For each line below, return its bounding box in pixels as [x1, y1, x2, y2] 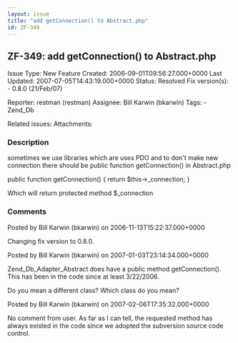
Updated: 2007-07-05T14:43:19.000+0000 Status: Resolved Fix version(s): [7, 76, 229, 86]
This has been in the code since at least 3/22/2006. [7, 272, 159, 281]
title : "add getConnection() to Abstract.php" [7, 17, 149, 24]
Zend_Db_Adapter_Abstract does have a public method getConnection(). [7, 264, 222, 273]
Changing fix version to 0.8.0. [7, 237, 94, 245]
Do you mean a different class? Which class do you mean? [7, 286, 180, 294]
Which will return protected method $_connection [7, 189, 154, 197]
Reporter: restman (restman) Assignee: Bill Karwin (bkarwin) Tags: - [7, 98, 207, 107]
